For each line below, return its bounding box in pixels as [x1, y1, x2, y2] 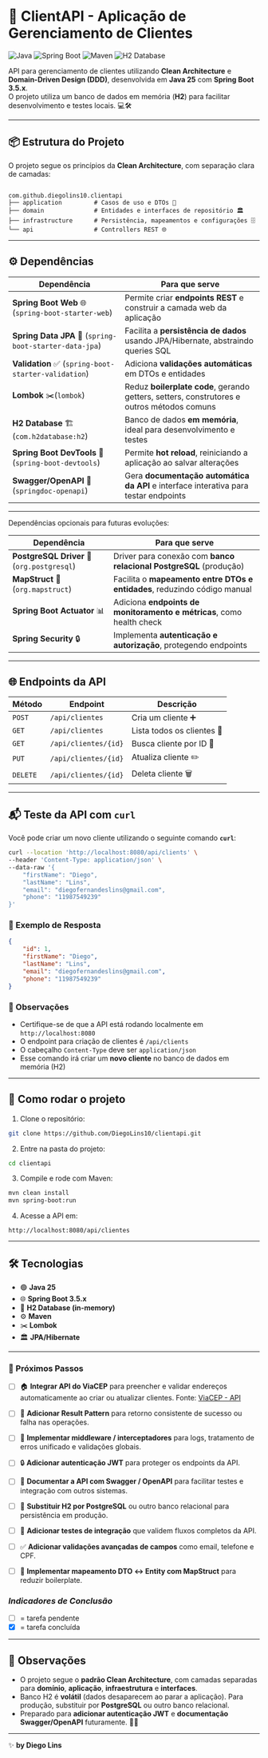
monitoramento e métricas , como [112, 606, 242, 617]
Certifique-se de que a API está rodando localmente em [19, 1019, 203, 1029]
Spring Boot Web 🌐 [12, 297, 87, 308]
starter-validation [12, 370, 86, 378]
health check [112, 616, 162, 627]
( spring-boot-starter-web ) [12, 307, 113, 318]
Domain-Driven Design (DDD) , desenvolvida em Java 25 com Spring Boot [8, 74, 254, 84]
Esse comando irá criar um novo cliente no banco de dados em [19, 1053, 230, 1063]
